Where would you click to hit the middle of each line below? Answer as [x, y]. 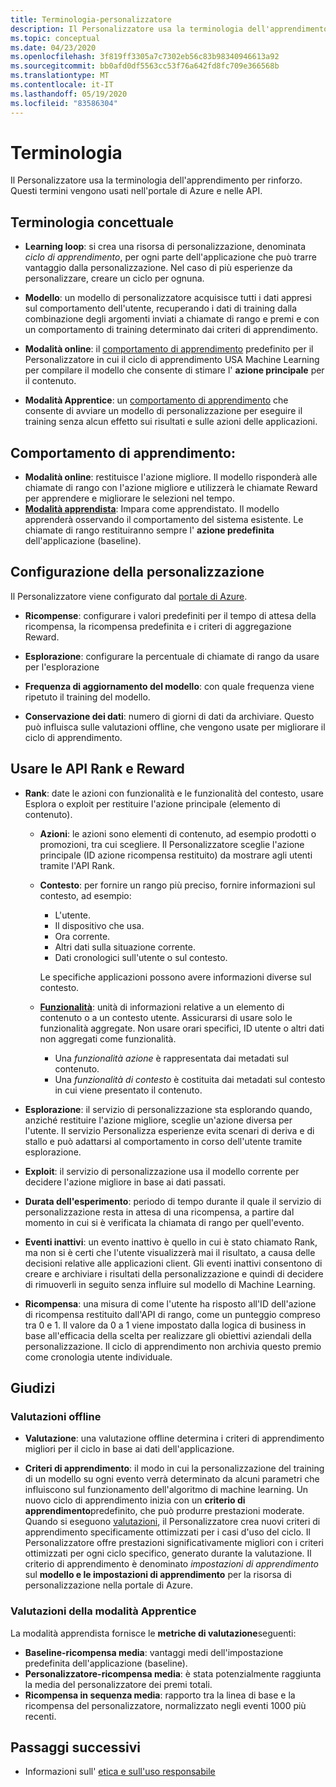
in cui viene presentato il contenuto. [128, 1090]
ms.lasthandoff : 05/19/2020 [69, 94]
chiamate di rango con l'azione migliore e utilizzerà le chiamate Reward [171, 488]
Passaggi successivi [76, 1747]
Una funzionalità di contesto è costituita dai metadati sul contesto [190, 1079]
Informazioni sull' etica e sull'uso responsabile [120, 1772]
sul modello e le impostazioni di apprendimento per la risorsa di [158, 1575]
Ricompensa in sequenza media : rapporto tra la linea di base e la [160, 1695]
